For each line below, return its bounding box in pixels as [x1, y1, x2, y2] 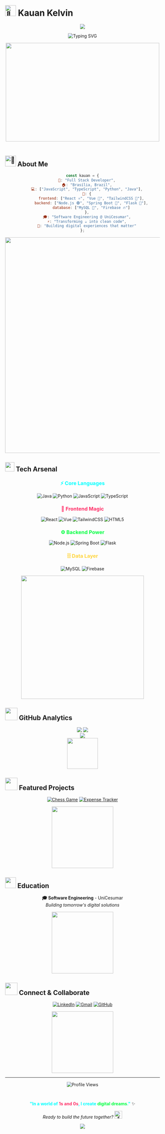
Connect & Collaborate [19, 989, 90, 997]
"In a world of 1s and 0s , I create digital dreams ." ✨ [29, 1100, 136, 1106]
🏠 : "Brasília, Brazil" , [61, 182, 112, 187]
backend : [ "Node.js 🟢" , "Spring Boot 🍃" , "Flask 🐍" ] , [34, 201, 148, 206]
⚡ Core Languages [60, 480, 105, 487]
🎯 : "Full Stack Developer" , [58, 177, 116, 182]
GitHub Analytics [19, 714, 73, 722]
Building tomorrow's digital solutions [45, 902, 120, 908]
